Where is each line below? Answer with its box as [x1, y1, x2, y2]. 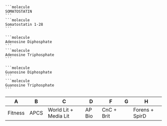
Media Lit [48, 113, 70, 119]
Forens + [133, 107, 154, 113]
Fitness [7, 110, 25, 116]
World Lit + [48, 107, 74, 113]
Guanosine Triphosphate [5, 83, 55, 88]
